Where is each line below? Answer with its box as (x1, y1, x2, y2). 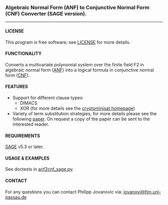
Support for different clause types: (12, 94, 84, 101)
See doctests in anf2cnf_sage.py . (5, 166, 74, 172)
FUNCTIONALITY (5, 50, 42, 56)
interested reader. (12, 121, 49, 127)
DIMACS (19, 100, 37, 106)
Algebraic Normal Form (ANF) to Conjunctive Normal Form (5, 4, 150, 11)
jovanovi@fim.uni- (123, 189, 161, 195)
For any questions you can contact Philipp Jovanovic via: (5, 189, 122, 195)
